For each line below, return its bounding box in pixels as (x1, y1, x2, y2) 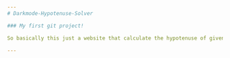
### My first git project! (7, 22, 84, 29)
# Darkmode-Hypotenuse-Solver (7, 10, 94, 17)
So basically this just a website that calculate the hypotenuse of (7, 35, 207, 42)
